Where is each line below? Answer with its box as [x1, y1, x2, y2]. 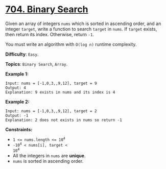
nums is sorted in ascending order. [12, 158, 84, 164]
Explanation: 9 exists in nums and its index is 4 [5, 89, 115, 95]
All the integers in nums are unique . [12, 152, 86, 159]
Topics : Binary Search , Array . [5, 61, 68, 67]
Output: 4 [5, 85, 27, 90]
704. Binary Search [5, 4, 88, 15]
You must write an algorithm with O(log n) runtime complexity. [5, 41, 137, 47]
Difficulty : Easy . [5, 51, 39, 57]
